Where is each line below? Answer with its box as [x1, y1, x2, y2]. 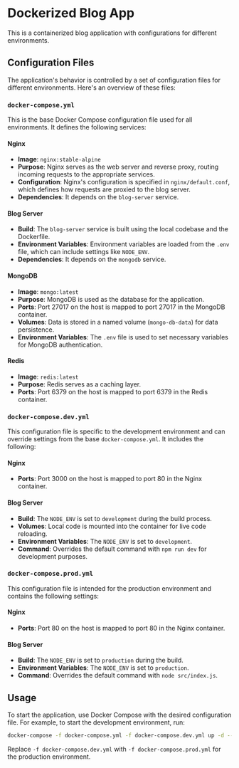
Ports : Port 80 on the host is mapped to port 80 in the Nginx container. [17, 624, 225, 633]
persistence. [17, 325, 55, 334]
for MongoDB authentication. [17, 340, 103, 349]
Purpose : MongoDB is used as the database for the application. [17, 295, 205, 303]
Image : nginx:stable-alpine [17, 155, 101, 164]
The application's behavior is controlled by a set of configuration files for [7, 75, 221, 84]
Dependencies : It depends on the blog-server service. [17, 193, 179, 201]
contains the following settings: [7, 591, 100, 600]
